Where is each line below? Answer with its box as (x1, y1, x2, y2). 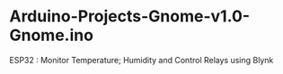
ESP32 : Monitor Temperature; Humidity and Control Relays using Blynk (9, 54, 274, 65)
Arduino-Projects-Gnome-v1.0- (9, 6, 250, 27)
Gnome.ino (9, 25, 94, 45)
